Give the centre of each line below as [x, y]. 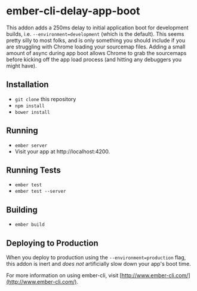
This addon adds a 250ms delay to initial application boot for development [98, 28]
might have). [21, 66]
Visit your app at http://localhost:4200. [62, 151]
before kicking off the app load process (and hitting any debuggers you [94, 59]
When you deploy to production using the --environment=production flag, [96, 257]
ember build [30, 225]
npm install [30, 106]
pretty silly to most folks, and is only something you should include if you [96, 40]
